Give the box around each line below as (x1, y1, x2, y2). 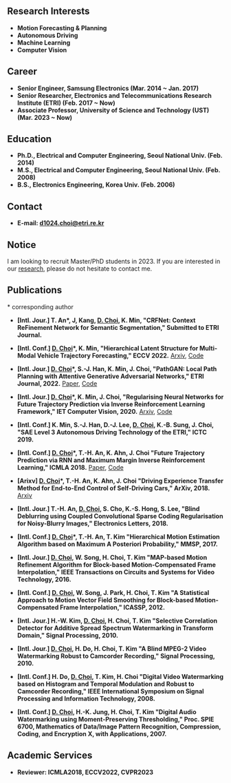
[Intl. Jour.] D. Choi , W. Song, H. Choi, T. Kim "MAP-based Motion (16, 553, 208, 561)
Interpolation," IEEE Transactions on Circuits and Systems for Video (16, 567, 215, 576)
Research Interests (7, 6, 90, 17)
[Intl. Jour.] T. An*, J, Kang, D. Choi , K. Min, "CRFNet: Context (16, 316, 196, 324)
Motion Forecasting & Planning (16, 23, 107, 32)
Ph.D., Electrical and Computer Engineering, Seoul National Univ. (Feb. (16, 152, 223, 160)
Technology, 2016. (16, 575, 71, 583)
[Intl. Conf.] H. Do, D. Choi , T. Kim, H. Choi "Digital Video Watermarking (16, 672, 224, 680)
